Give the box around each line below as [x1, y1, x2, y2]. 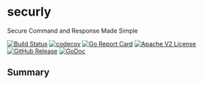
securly [7, 4, 51, 20]
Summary [7, 67, 50, 78]
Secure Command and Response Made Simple [7, 27, 139, 35]
